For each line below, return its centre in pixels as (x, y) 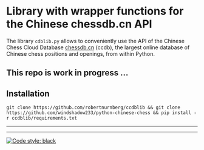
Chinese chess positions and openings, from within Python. (81, 53)
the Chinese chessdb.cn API (79, 24)
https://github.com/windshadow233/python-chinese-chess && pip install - (102, 113)
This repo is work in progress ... (67, 73)
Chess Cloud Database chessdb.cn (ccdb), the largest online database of (98, 47)
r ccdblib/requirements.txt (42, 118)
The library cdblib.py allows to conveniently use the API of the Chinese (96, 41)
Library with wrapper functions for (95, 11)
